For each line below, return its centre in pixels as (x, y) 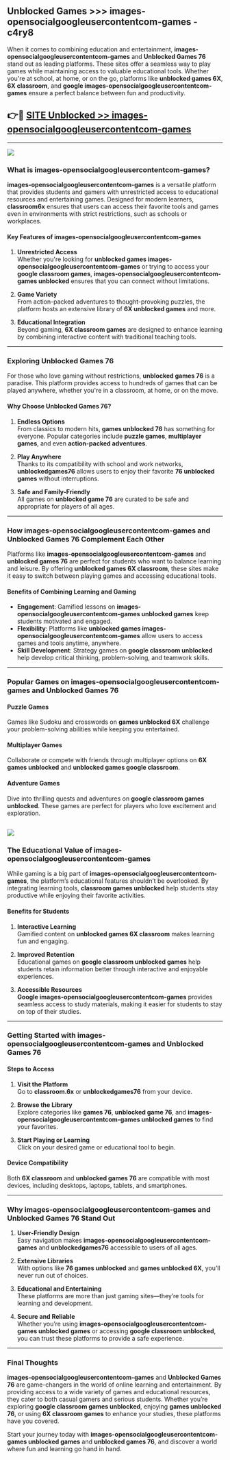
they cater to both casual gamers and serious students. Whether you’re (107, 1399)
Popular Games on (38, 682)
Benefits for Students (38, 911)
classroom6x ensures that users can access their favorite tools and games (113, 206)
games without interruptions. (58, 478)
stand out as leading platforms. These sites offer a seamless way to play (109, 64)
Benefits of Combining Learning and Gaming (72, 592)
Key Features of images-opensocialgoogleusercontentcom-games (104, 236)
